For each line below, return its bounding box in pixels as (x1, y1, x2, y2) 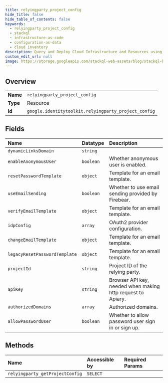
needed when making (109, 283, 160, 290)
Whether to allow (109, 311, 149, 318)
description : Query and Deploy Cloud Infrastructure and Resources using (5, 49, 162, 54)
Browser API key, (109, 276, 149, 283)
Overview (5, 77, 36, 86)
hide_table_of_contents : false (5, 17, 70, 22)
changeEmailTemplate (7, 237, 56, 243)
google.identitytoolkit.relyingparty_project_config (26, 108, 155, 114)
